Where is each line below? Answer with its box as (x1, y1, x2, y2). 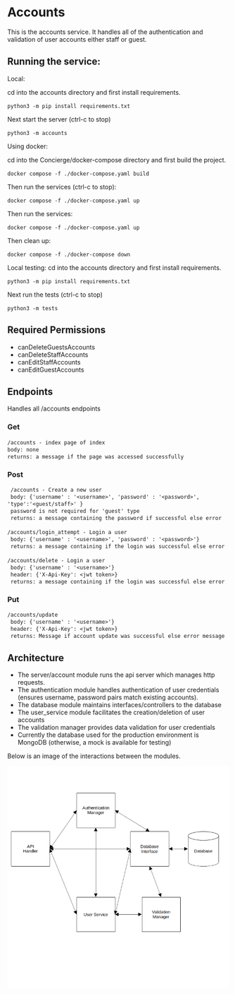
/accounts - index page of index (7, 439, 106, 446)
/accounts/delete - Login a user (7, 557, 106, 564)
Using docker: (7, 142, 48, 150)
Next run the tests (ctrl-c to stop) (7, 290, 103, 299)
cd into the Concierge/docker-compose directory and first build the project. (7, 155, 227, 164)
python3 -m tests (7, 304, 58, 312)
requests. (17, 678, 46, 687)
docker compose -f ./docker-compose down (7, 251, 131, 258)
